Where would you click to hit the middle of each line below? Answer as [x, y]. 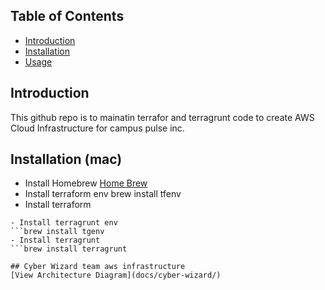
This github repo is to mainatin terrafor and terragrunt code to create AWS [162, 117]
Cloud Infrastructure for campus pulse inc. [97, 128]
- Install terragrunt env [64, 223]
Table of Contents [67, 16]
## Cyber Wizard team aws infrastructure [98, 267]
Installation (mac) [66, 159]
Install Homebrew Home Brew [86, 183]
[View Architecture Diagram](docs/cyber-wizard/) [116, 275]
